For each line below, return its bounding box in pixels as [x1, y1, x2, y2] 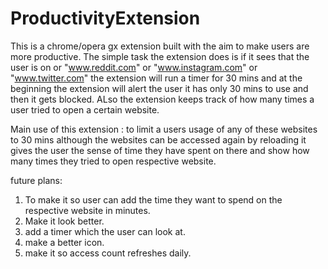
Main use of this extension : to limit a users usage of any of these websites [10, 123, 318, 135]
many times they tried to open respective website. [10, 155, 217, 167]
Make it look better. [24, 215, 105, 227]
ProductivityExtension [10, 7, 201, 30]
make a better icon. [24, 236, 105, 248]
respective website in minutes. [24, 204, 151, 216]
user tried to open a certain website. [10, 103, 160, 116]
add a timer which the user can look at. [24, 225, 186, 237]
